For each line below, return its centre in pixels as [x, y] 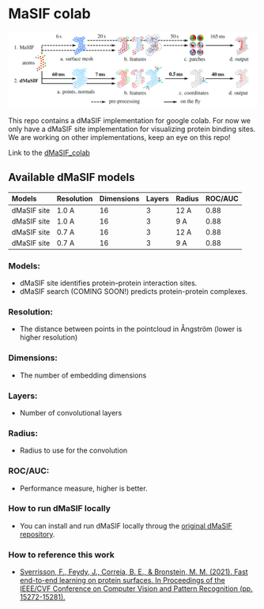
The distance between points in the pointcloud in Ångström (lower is [131, 329]
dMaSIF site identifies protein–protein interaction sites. [108, 283]
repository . [37, 534]
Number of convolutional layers [71, 412]
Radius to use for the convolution [74, 450]
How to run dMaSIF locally [59, 509]
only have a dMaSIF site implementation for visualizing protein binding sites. [132, 129]
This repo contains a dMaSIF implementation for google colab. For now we [130, 120]
